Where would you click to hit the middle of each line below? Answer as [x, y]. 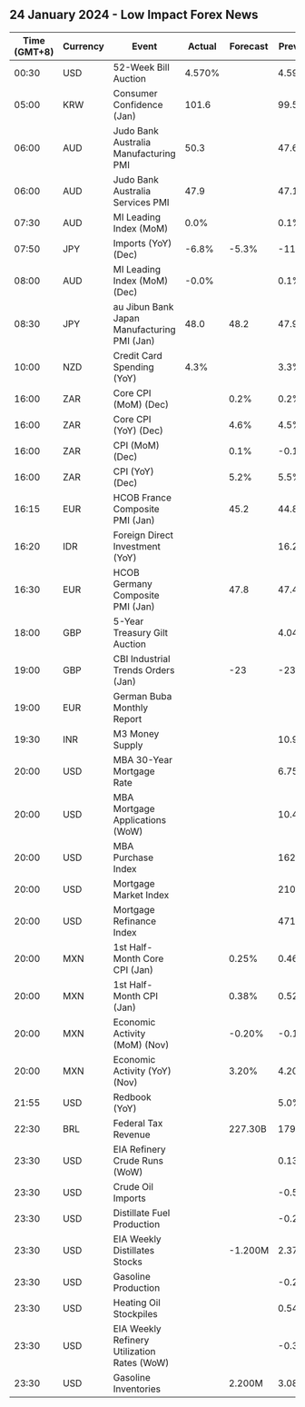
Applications [140, 819]
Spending [133, 367]
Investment [137, 546]
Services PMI [141, 202]
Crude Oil [133, 1186]
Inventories [137, 1389]
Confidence [138, 104]
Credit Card [138, 355]
